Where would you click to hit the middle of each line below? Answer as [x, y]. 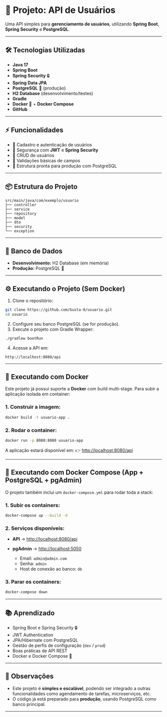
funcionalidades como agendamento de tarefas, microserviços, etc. [82, 694]
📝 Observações [29, 676]
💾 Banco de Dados [34, 251]
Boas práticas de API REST [40, 651]
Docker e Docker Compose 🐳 [42, 656]
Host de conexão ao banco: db [51, 569]
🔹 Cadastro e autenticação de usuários [52, 144]
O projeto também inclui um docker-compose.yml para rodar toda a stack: [79, 492]
